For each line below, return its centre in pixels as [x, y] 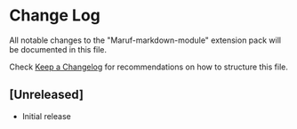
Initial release [46, 116]
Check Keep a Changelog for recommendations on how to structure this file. [149, 67]
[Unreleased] [47, 95]
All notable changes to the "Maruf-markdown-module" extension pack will [145, 40]
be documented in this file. [58, 49]
